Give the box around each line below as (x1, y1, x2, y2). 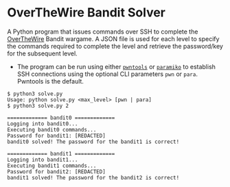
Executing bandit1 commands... (7, 162, 97, 169)
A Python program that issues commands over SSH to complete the (7, 27, 198, 36)
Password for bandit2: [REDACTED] (7, 168, 106, 175)
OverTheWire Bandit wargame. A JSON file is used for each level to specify (7, 34, 220, 42)
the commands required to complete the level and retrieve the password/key (7, 42, 223, 50)
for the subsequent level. (7, 49, 78, 58)
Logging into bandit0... (7, 120, 78, 127)
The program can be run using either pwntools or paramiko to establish (16, 62, 216, 71)
